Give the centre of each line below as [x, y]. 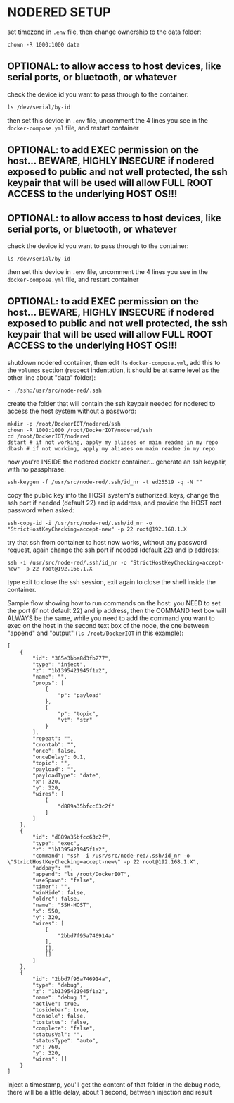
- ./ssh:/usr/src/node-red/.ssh [54, 390]
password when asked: [41, 510]
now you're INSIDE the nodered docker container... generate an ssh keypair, [117, 462]
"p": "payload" [79, 695]
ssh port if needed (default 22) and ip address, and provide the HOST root [115, 503]
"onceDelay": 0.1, [59, 757]
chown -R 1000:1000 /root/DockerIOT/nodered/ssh [80, 430]
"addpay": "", [53, 868]
